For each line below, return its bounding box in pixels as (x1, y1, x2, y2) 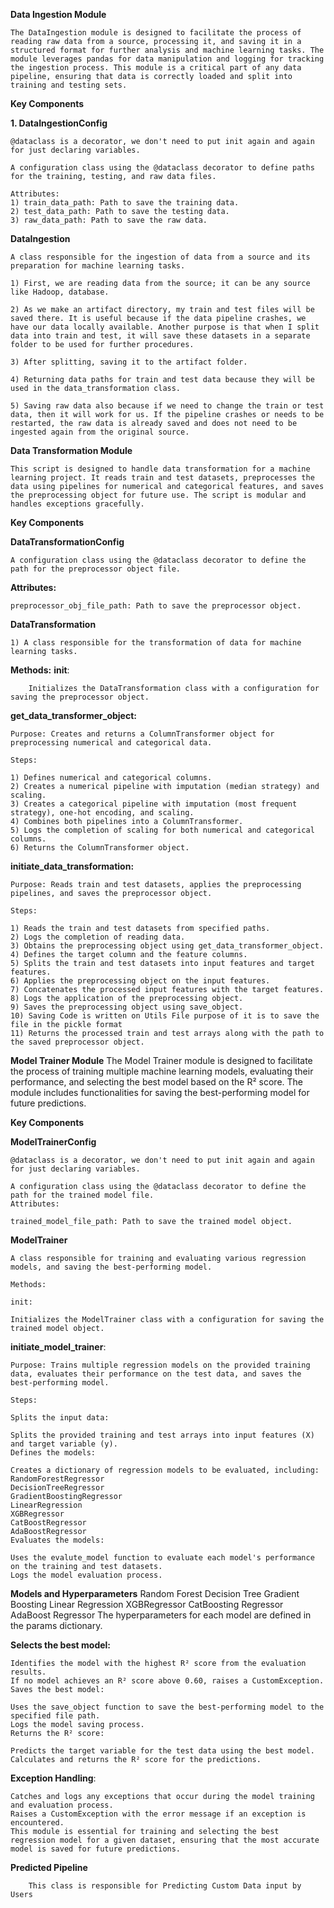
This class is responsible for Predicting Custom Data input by (28, 1881, 302, 1891)
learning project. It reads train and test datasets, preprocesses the (10, 473, 315, 483)
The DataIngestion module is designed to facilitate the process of (10, 28, 302, 38)
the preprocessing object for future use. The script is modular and (10, 490, 307, 500)
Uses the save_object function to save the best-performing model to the (10, 1702, 325, 1712)
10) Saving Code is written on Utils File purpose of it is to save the (10, 1011, 320, 1021)
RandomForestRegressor (10, 1474, 105, 1484)
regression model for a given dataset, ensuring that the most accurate (10, 1835, 320, 1845)
